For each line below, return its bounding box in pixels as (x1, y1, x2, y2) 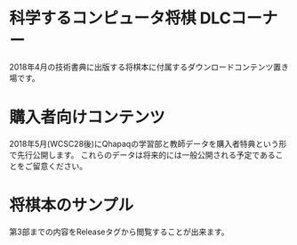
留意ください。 (32, 160, 87, 171)
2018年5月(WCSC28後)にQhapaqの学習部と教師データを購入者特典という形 (9, 138, 287, 149)
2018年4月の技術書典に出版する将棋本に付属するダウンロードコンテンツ (9, 61, 274, 72)
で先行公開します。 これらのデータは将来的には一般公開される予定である (9, 149, 276, 160)
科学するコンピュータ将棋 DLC (9, 8, 231, 29)
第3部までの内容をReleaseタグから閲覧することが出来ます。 (9, 226, 229, 237)
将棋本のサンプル (9, 195, 134, 216)
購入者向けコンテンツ (9, 108, 166, 127)
